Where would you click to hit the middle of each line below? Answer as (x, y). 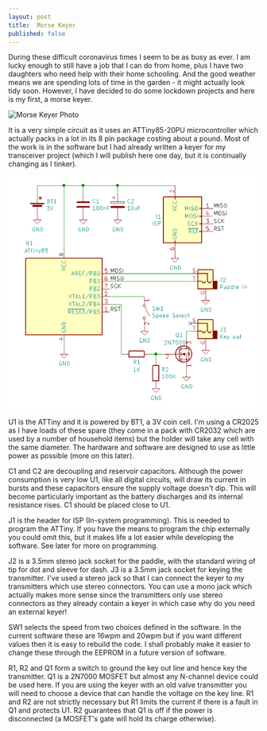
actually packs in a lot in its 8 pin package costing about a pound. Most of (129, 138)
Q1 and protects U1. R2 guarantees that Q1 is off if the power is (110, 710)
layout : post (30, 17)
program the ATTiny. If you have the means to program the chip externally (129, 529)
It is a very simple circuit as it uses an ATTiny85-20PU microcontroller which (133, 130)
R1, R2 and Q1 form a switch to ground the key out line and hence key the (128, 668)
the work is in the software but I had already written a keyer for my (117, 147)
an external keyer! (38, 612)
